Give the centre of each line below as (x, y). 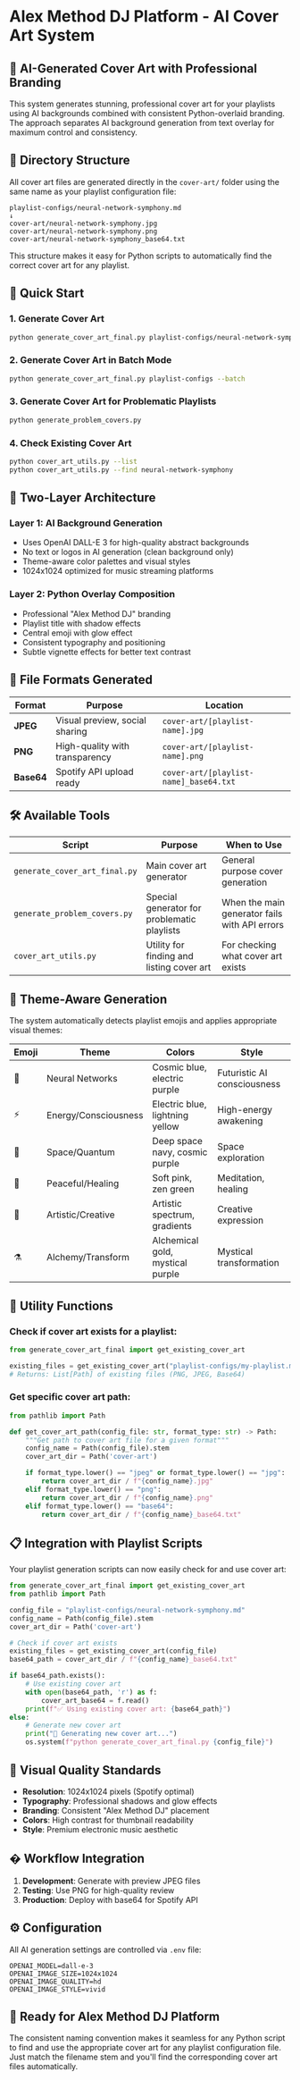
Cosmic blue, (179, 1067)
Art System (52, 35)
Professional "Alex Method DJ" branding (96, 613)
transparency (83, 757)
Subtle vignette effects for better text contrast (107, 652)
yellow (166, 1126)
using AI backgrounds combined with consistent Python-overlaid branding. (147, 113)
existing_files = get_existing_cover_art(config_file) (113, 1651)
